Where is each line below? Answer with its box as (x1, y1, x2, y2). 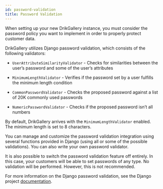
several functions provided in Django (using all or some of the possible (5, 138, 148, 144)
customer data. (5, 35, 36, 42)
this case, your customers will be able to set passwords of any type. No (5, 158, 149, 164)
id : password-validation (5, 7, 56, 12)
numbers (12, 109, 31, 115)
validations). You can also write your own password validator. (5, 143, 129, 149)
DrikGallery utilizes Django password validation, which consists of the (5, 45, 146, 51)
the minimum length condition (12, 79, 72, 86)
